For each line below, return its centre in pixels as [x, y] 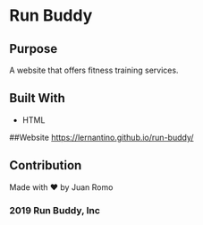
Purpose [34, 49]
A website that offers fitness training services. [94, 70]
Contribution [46, 165]
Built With [37, 98]
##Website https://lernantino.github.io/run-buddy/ [101, 137]
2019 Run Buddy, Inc [55, 210]
